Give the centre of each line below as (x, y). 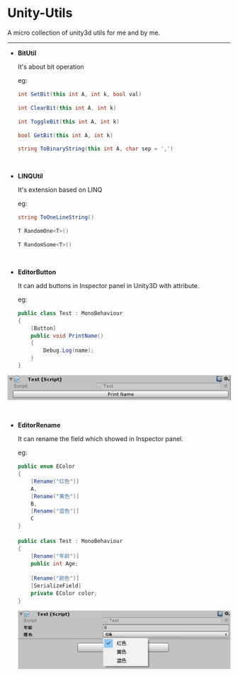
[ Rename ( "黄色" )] (55, 496)
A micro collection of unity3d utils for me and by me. (84, 33)
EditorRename (39, 425)
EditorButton (37, 272)
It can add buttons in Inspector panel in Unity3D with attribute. (108, 285)
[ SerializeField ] (56, 586)
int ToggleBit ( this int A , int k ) (69, 122)
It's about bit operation (51, 67)
